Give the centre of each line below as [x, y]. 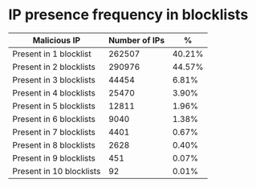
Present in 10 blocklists [57, 171]
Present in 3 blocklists [54, 79]
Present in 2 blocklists [54, 67]
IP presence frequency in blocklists [128, 15]
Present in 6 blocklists [54, 119]
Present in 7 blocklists [54, 132]
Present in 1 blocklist [52, 54]
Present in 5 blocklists [54, 106]
